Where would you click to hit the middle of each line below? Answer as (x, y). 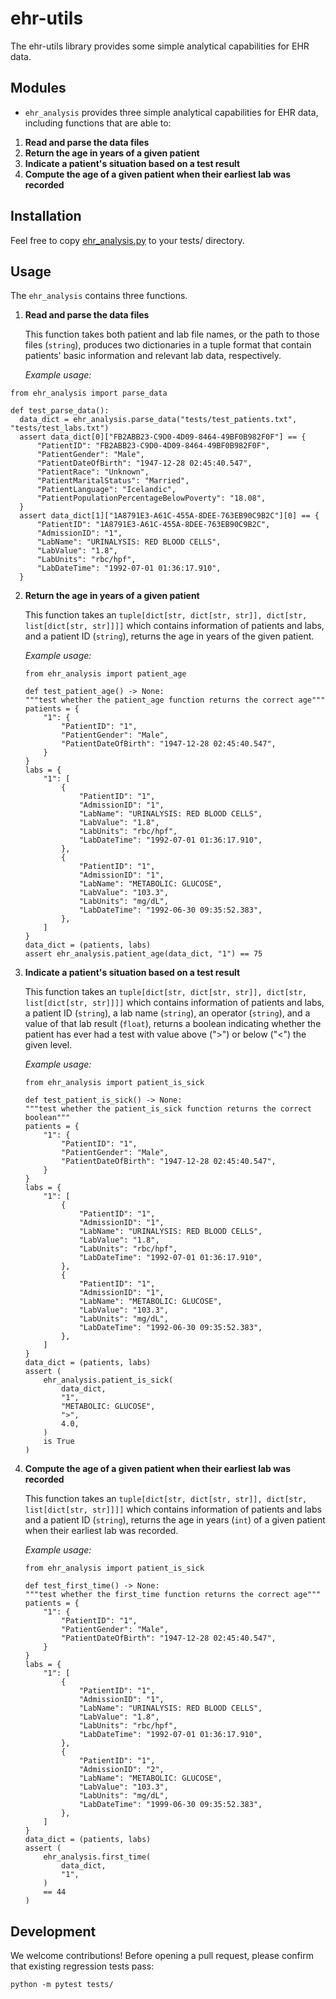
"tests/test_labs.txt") (60, 428)
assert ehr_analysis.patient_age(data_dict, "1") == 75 (143, 954)
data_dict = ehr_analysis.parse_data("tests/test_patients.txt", (158, 420)
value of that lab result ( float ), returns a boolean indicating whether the (173, 1024)
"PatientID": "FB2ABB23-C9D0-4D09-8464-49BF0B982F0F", (153, 446)
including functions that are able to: (98, 123)
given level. (48, 1045)
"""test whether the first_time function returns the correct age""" (173, 1595)
